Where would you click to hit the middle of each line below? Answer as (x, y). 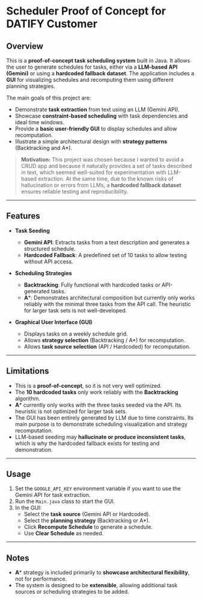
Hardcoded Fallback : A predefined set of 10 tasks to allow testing (105, 255)
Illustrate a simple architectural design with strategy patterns (91, 142)
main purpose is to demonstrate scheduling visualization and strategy (101, 424)
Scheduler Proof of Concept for (86, 11)
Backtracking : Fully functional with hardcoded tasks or (92, 285)
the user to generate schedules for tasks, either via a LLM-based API (92, 67)
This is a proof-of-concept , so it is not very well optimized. (88, 385)
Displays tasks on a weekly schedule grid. (76, 334)
